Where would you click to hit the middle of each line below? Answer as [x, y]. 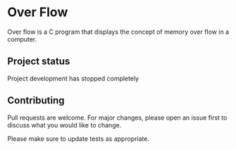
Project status [39, 62]
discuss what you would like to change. [64, 125]
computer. [22, 39]
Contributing [36, 100]
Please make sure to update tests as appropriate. [79, 139]
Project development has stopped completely [73, 78]
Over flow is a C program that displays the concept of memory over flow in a [118, 32]
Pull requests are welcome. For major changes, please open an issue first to [117, 118]
